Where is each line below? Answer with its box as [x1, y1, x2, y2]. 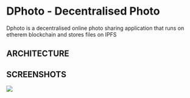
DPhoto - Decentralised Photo [6, 4, 160, 18]
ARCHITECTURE [6, 49, 69, 59]
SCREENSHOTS [6, 69, 67, 80]
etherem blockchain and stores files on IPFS [6, 30, 117, 38]
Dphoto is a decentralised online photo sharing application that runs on [6, 24, 185, 32]
